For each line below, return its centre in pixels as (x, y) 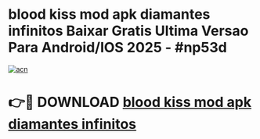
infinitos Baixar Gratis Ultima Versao (128, 31)
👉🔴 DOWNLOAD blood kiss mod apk (130, 102)
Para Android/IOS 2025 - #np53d (117, 48)
